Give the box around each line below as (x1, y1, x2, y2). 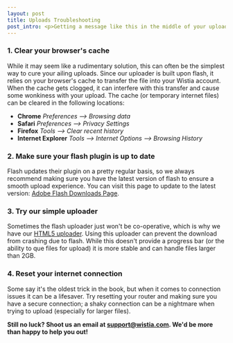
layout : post (7, 10, 45, 17)
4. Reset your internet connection (7, 269, 123, 279)
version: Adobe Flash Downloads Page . (7, 188, 120, 197)
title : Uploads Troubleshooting (7, 17, 101, 24)
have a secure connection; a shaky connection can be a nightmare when (7, 299, 215, 308)
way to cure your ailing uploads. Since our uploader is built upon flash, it (7, 69, 214, 77)
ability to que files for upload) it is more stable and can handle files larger (7, 244, 216, 253)
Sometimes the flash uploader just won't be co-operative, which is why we (7, 222, 221, 231)
